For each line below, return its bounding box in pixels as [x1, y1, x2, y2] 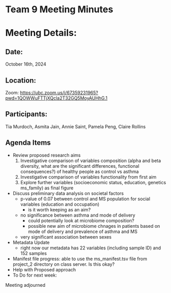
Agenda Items [5, 139, 51, 147]
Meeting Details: [5, 27, 77, 39]
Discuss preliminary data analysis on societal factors [12, 190, 124, 196]
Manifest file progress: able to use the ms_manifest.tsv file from [12, 256, 147, 262]
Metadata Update [12, 239, 50, 245]
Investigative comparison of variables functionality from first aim [20, 173, 157, 180]
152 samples [20, 250, 47, 256]
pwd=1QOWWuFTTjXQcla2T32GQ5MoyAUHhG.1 [5, 95, 108, 101]
